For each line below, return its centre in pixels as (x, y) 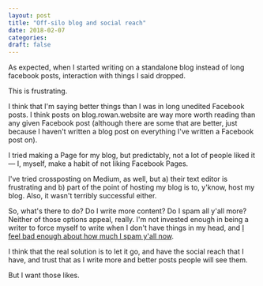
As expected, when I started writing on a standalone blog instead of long (126, 67)
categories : (28, 38)
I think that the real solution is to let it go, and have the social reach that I (126, 252)
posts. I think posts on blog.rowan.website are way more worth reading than (132, 115)
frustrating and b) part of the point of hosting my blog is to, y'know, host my (131, 187)
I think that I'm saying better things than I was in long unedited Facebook (126, 107)
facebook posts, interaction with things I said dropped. (97, 76)
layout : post (30, 15)
